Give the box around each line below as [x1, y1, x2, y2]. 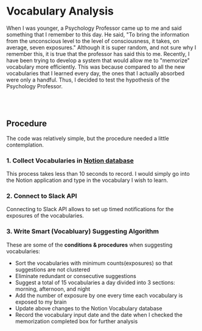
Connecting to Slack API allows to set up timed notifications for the [6, 206, 174, 213]
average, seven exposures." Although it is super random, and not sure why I [6, 44, 197, 51]
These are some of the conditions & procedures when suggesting [6, 241, 173, 248]
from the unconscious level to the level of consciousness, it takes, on [6, 37, 179, 44]
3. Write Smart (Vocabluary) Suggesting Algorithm [6, 227, 159, 235]
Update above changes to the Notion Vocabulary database [15, 304, 162, 312]
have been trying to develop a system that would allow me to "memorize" [6, 57, 190, 64]
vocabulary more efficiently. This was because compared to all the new [6, 63, 186, 71]
